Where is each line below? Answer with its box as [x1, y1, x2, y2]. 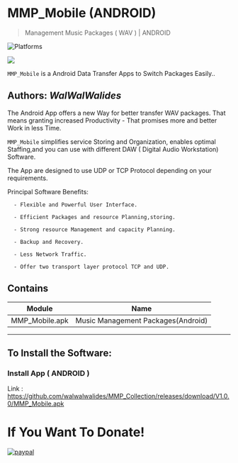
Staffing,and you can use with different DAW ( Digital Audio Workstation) [7, 145, 219, 153]
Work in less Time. [7, 123, 62, 132]
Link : [7, 384, 23, 393]
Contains [7, 282, 48, 295]
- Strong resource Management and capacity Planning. [13, 225, 176, 233]
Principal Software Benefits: [7, 187, 89, 196]
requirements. [7, 174, 48, 182]
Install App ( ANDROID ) [7, 368, 90, 378]
